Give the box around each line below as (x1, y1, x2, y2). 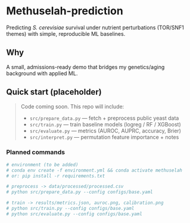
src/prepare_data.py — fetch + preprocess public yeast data (29, 114, 179, 122)
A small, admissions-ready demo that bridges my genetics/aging (6, 63, 165, 70)
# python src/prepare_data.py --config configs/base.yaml (6, 189, 153, 195)
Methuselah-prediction (6, 4, 123, 18)
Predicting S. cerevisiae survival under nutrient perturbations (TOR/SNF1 (6, 24, 185, 31)
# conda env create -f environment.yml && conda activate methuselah (6, 167, 183, 174)
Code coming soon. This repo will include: (20, 103, 124, 110)
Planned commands (6, 148, 66, 156)
